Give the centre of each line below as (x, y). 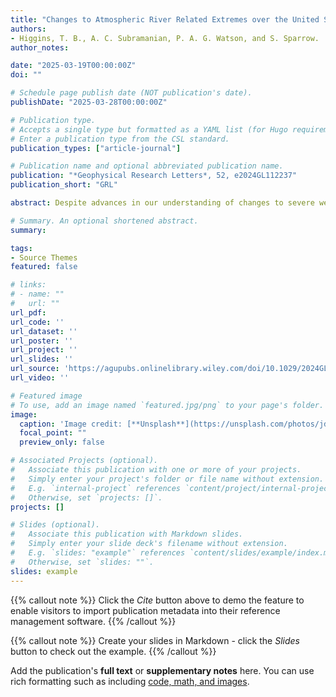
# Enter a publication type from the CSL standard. (120, 139)
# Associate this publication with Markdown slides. (127, 534)
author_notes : (40, 47)
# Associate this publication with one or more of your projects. (156, 470)
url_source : (35, 369)
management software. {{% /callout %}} (93, 621)
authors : (28, 29)
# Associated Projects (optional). (84, 461)
